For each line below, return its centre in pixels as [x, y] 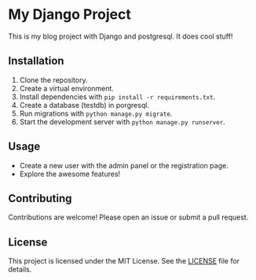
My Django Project [69, 15]
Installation [36, 61]
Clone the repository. [53, 79]
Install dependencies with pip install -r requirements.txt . [117, 97]
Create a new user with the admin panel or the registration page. [124, 165]
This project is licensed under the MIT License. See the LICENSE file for [124, 261]
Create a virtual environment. [66, 88]
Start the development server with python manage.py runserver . [122, 122]
